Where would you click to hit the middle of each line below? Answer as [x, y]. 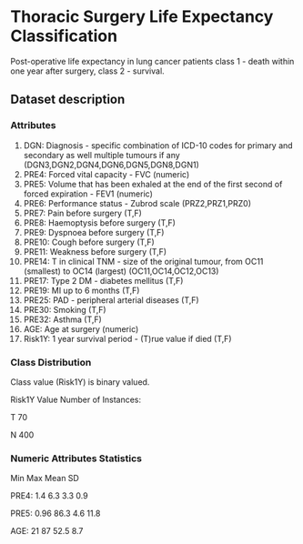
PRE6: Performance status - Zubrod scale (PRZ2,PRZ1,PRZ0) [137, 203]
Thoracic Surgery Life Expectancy [142, 17]
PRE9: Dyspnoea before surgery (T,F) [94, 232]
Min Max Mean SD [45, 479]
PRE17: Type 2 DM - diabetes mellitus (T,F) [103, 280]
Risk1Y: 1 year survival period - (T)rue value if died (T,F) [127, 338]
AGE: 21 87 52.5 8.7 [47, 531]
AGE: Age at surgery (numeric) [81, 328]
